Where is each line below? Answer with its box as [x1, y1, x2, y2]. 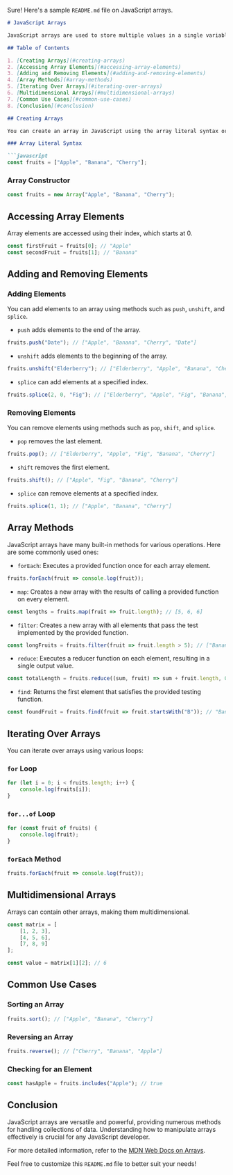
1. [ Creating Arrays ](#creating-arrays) [7, 57, 126, 64]
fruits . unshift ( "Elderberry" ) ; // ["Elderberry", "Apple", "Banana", [7, 365, 213, 372]
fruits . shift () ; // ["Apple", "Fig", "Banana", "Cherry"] [7, 477, 178, 484]
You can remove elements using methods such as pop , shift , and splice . [7, 424, 216, 432]
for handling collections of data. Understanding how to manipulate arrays [7, 1125, 216, 1133]
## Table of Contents [7, 45, 70, 52]
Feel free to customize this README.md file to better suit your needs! [7, 1159, 196, 1168]
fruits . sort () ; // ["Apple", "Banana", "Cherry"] [7, 1016, 154, 1023]
